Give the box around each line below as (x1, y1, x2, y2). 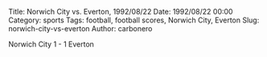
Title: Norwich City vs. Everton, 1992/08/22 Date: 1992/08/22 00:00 (8, 7, 233, 16)
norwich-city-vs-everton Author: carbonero (8, 24, 153, 33)
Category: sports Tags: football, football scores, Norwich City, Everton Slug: (8, 15, 260, 25)
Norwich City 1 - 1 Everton (8, 39, 95, 49)
